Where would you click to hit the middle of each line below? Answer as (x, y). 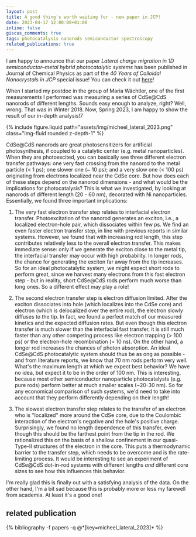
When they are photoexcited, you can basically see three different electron (96, 157)
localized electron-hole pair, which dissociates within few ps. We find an (102, 224)
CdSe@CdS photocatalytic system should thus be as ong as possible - (100, 354)
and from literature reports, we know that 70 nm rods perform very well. (101, 360)
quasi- (170, 440)
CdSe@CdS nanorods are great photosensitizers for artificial (79, 145)
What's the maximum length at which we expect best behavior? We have (102, 366)
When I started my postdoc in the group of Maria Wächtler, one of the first (95, 91)
